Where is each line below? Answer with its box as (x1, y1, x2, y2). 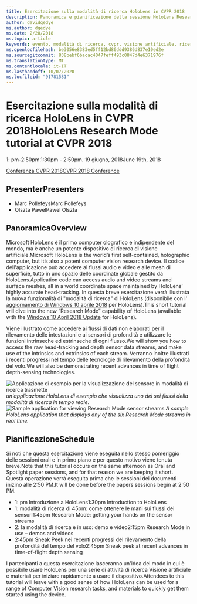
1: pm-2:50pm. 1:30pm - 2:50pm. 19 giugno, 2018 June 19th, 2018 (6, 156, 161, 163)
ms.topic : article (6, 36, 51, 42)
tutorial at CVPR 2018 (6, 137, 113, 150)
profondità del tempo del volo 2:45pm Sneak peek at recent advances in (14, 542, 188, 549)
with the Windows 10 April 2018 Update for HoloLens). (6, 313, 137, 320)
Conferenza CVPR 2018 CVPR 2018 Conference (6, 168, 120, 175)
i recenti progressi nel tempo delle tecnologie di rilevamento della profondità (6, 356, 191, 363)
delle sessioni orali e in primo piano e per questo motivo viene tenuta (6, 456, 172, 463)
